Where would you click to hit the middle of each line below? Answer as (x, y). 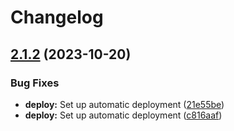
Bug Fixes (35, 83)
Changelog (57, 17)
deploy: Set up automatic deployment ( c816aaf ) (123, 115)
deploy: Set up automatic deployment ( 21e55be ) (124, 104)
